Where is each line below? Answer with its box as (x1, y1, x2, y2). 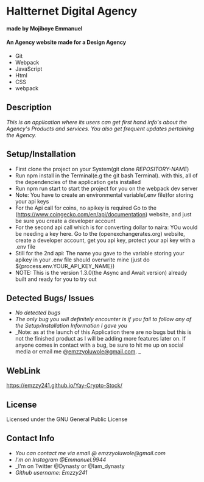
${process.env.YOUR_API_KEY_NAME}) (15, 262, 115, 269)
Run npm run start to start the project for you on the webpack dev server (15, 185, 198, 192)
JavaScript (15, 65, 43, 73)
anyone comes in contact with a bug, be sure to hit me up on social (15, 341, 184, 349)
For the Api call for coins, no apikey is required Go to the (15, 204, 157, 211)
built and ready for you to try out (15, 275, 97, 283)
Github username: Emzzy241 (15, 469, 88, 476)
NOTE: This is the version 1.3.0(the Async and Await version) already (15, 269, 188, 276)
